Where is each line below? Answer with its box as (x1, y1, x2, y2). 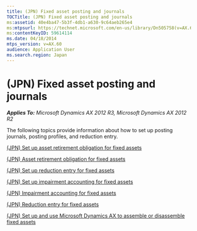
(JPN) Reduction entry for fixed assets (6, 201, 99, 208)
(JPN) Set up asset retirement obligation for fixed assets (6, 144, 142, 151)
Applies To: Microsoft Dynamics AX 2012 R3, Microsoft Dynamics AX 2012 (6, 109, 187, 116)
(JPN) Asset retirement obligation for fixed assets (6, 156, 126, 163)
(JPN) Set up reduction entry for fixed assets (6, 167, 115, 174)
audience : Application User (6, 47, 75, 53)
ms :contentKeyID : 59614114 (6, 30, 72, 36)
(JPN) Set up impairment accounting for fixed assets (6, 178, 133, 185)
